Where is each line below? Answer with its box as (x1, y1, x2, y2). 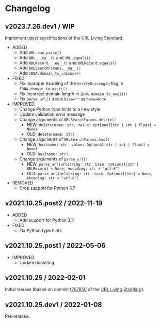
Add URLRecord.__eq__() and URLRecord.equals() (19, 60, 117, 65)
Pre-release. (5, 313, 30, 319)
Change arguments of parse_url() (19, 156, 88, 161)
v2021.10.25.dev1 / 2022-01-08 (5, 300, 102, 308)
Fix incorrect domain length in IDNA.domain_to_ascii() (19, 91, 129, 97)
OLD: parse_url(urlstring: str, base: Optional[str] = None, (26, 171, 153, 176)
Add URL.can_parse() (19, 49, 62, 55)
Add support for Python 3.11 (19, 217, 75, 223)
